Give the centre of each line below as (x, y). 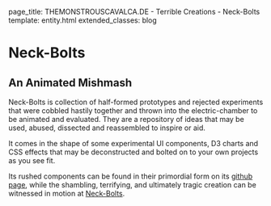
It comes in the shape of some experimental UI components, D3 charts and (133, 143)
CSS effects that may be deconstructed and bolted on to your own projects (133, 152)
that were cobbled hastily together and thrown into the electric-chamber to (133, 111)
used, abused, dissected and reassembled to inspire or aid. (107, 128)
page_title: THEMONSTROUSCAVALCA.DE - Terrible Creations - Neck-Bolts (134, 12)
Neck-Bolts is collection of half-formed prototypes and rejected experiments (136, 102)
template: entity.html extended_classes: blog (83, 20)
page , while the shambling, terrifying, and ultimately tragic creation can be (132, 185)
